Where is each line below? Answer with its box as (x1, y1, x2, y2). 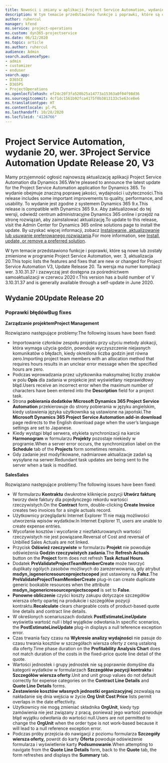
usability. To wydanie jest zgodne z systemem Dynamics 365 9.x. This (5, 200, 148, 206)
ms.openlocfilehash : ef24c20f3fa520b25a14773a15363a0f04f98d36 (5, 91, 140, 96)
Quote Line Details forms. (12, 683, 66, 689)
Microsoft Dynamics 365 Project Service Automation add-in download (12, 414, 162, 420)
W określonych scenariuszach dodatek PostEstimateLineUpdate (12, 614, 146, 620)
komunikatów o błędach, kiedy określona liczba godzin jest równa (12, 350, 148, 356)
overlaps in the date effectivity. (12, 699, 76, 705)
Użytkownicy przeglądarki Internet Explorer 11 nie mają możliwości (12, 513, 149, 519)
